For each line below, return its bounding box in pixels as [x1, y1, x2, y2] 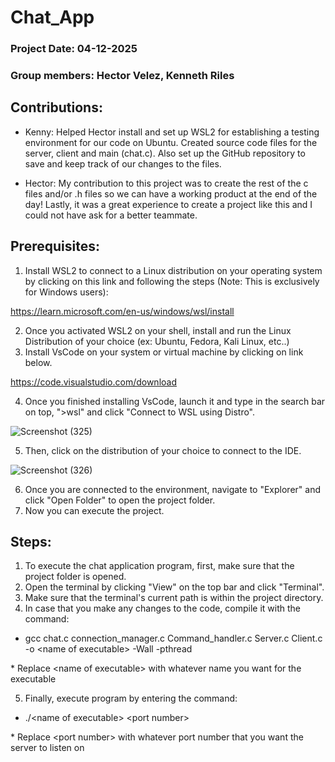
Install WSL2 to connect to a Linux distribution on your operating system [24, 264, 323, 276]
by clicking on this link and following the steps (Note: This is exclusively [24, 275, 320, 287]
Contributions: [10, 99, 103, 116]
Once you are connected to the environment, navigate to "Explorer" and [24, 483, 321, 495]
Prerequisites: [10, 238, 100, 255]
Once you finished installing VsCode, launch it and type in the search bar [24, 395, 326, 407]
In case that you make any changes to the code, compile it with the [24, 602, 302, 615]
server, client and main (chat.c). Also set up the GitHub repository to [24, 147, 306, 159]
